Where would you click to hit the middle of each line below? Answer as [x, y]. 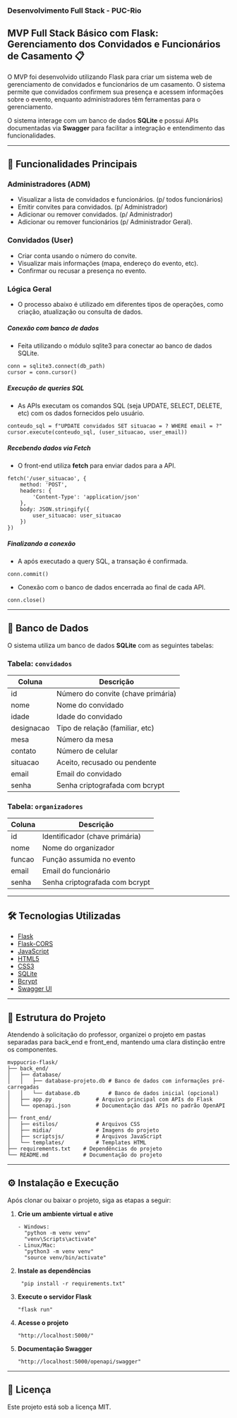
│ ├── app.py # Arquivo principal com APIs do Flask [110, 1099]
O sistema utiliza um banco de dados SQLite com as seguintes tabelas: [110, 645]
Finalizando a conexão [42, 543]
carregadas [23, 1087]
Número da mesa [85, 739]
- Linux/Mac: [37, 1245]
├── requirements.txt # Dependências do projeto [85, 1149]
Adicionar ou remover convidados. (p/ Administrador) [95, 214]
